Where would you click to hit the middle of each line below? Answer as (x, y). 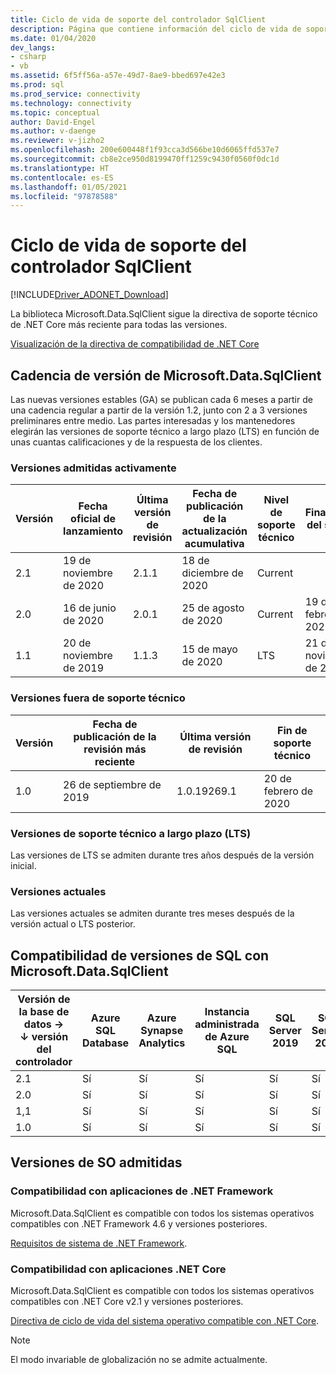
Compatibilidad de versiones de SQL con (140, 955)
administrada (227, 1024)
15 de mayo (209, 649)
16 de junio (90, 608)
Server (285, 1030)
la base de (44, 1011)
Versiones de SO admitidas (96, 1162)
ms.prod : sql (37, 85)
